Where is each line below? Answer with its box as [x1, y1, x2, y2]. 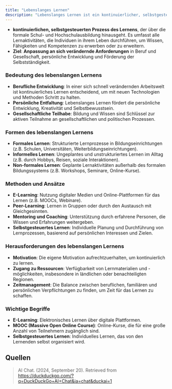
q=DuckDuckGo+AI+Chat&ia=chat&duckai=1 [17, 378, 113, 384]
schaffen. [12, 292, 33, 298]
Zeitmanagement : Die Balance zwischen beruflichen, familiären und [12, 282, 157, 288]
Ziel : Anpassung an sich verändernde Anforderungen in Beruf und [12, 48, 156, 54]
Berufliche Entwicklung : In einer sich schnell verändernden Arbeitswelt [12, 83, 165, 90]
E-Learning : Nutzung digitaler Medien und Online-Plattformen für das [12, 192, 160, 198]
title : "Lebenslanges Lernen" [5, 7, 70, 13]
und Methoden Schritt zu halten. [12, 94, 81, 100]
